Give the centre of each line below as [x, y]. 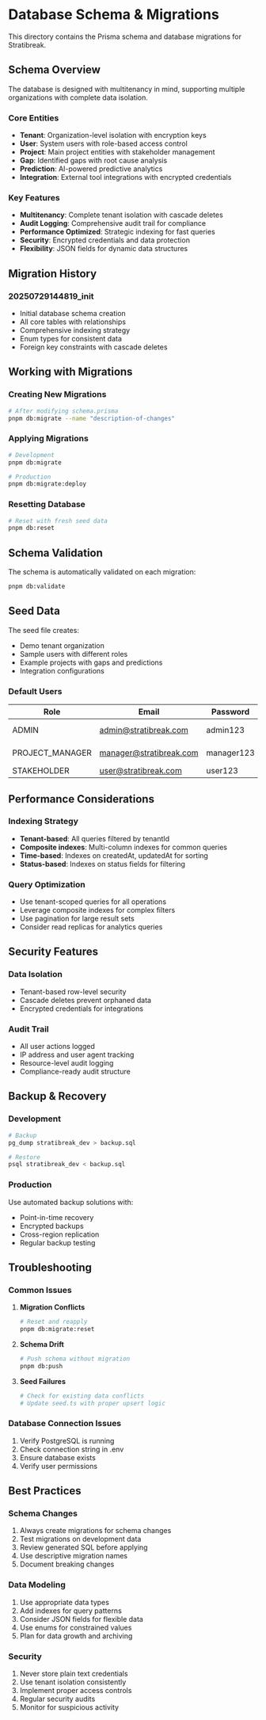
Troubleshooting [50, 1267]
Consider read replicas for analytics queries [91, 927]
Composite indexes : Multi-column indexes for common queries [123, 847]
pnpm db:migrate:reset [57, 1329]
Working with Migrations [70, 372]
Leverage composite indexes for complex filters [97, 910]
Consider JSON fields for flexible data [82, 1619]
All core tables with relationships [73, 322]
